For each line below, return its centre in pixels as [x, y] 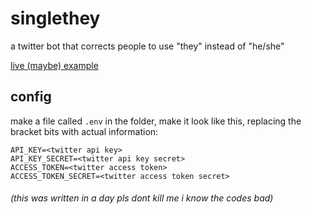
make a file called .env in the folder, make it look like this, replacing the [156, 121]
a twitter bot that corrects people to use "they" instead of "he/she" [147, 46]
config [31, 97]
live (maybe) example [54, 65]
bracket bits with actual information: [84, 131]
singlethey [55, 18]
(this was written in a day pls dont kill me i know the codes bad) [142, 198]
